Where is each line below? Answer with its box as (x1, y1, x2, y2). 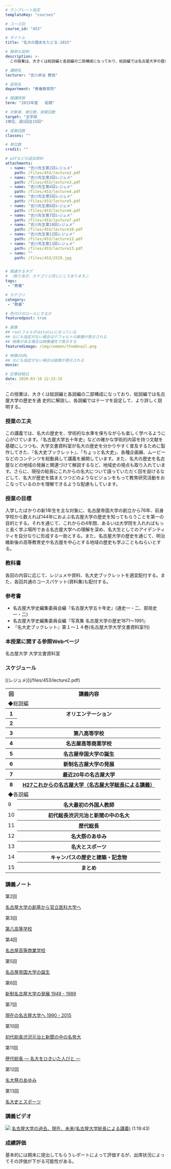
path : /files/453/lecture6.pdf (14, 208, 81, 213)
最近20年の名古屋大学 (62, 771, 116, 778)
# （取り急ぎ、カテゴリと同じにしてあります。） (5, 274, 91, 279)
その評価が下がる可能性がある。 (9, 1158, 77, 1164)
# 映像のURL (5, 353, 28, 358)
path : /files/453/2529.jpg (14, 255, 72, 260)
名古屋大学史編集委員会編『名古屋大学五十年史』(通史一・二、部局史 (12, 605, 157, 611)
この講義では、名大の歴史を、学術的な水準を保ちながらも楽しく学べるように (5, 430, 166, 436)
